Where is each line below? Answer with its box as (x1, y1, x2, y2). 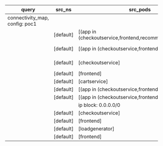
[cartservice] (78, 78, 108, 84)
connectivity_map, (7, 15, 49, 21)
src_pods (129, 6, 151, 13)
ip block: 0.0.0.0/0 (78, 102, 120, 108)
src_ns (55, 6, 72, 13)
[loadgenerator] (78, 126, 114, 132)
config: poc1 (7, 20, 37, 27)
